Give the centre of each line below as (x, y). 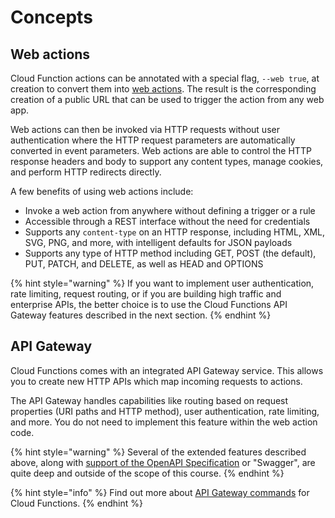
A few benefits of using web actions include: (102, 191)
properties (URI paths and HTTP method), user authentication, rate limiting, (165, 411)
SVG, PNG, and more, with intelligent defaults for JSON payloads (158, 242)
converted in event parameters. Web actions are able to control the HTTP (161, 150)
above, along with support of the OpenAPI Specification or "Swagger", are (163, 462)
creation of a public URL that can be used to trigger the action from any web (167, 99)
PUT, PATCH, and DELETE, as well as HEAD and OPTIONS (144, 264)
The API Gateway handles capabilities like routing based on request (149, 400)
